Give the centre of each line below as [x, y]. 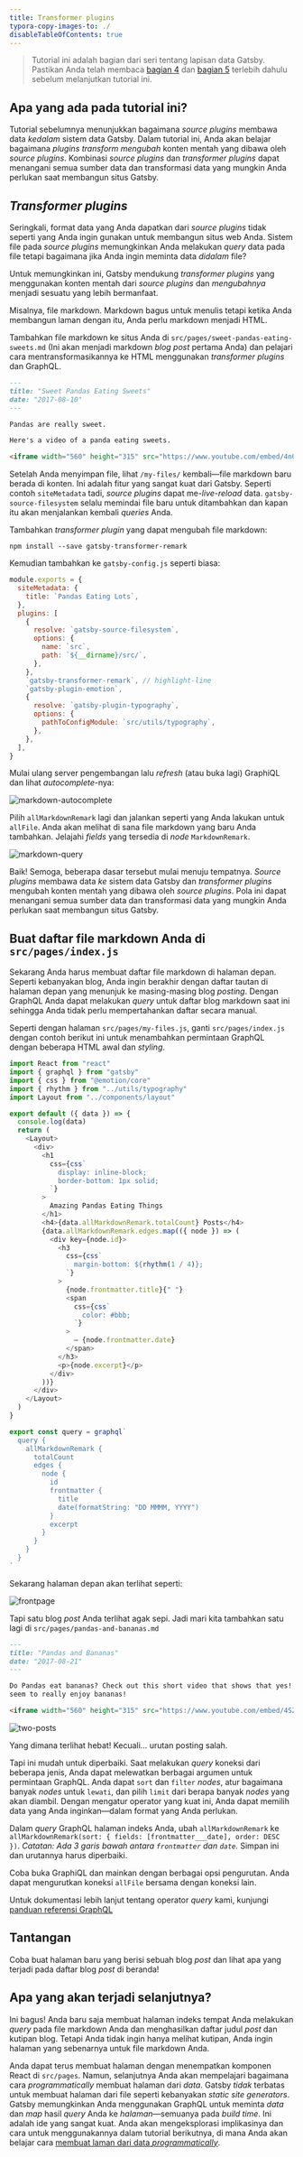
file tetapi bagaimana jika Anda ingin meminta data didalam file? [128, 256]
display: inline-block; [102, 1172]
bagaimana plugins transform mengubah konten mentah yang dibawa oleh [148, 149]
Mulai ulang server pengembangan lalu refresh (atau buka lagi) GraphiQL [145, 773]
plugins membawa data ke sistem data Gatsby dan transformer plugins [141, 882]
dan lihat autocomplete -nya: [62, 782]
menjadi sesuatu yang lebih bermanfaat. [84, 293]
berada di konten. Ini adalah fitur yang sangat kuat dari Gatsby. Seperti [141, 484]
